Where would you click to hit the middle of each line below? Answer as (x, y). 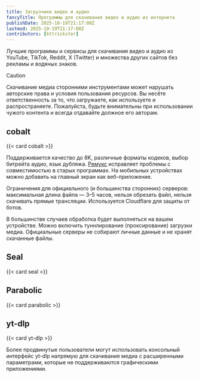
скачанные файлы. (30, 238)
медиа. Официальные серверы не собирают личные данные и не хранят (99, 232)
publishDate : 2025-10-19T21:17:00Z (50, 23)
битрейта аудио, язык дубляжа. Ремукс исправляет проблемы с (88, 164)
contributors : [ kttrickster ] (42, 34)
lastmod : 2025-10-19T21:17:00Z (45, 28)
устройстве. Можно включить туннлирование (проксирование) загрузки (99, 225)
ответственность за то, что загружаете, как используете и (81, 100)
